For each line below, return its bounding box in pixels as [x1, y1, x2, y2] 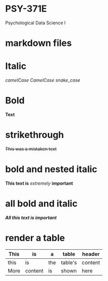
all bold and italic [5, 198, 78, 209]
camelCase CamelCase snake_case [5, 77, 81, 83]
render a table [5, 233, 65, 244]
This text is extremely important [5, 180, 73, 186]
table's [61, 259, 77, 266]
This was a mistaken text [5, 146, 57, 152]
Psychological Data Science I [5, 20, 66, 26]
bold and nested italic [5, 163, 97, 175]
